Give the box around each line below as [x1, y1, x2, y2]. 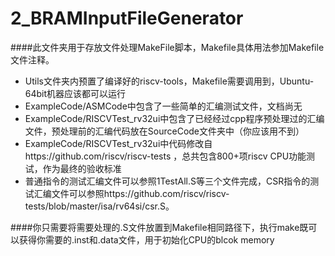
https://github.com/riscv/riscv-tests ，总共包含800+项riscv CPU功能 [24, 150, 307, 162]
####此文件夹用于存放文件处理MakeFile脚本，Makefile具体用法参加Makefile [10, 41, 325, 53]
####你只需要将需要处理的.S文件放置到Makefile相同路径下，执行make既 [10, 221, 309, 233]
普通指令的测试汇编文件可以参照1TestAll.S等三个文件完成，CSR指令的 [24, 175, 311, 187]
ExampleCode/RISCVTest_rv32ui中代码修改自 [24, 137, 213, 149]
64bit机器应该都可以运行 [24, 87, 127, 99]
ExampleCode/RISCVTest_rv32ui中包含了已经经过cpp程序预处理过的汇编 [24, 112, 325, 124]
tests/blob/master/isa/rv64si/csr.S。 [24, 200, 175, 212]
